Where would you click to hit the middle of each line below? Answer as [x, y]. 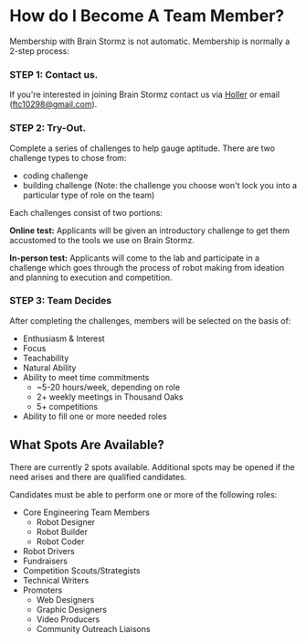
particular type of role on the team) [89, 195]
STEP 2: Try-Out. [48, 128]
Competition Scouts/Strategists [81, 570]
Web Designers [65, 599]
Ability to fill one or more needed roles [95, 416]
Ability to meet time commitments [86, 377]
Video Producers [68, 619]
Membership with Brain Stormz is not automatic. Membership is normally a [150, 41]
